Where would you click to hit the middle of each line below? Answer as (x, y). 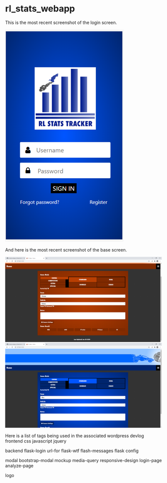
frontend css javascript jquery (36, 441)
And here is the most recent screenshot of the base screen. (66, 249)
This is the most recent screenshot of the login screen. (61, 22)
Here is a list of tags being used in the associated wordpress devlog (75, 436)
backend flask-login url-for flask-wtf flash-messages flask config (72, 451)
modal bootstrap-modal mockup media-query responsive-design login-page (83, 461)
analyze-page (19, 466)
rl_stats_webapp (40, 9)
